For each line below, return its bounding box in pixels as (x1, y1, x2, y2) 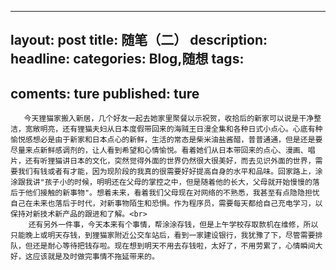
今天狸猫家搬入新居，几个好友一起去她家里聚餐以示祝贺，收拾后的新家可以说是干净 (23, 114, 315, 124)
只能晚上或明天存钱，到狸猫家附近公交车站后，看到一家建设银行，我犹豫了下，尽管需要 (10, 231, 316, 241)
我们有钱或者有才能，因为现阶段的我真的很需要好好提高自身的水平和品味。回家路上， (17, 167, 316, 177)
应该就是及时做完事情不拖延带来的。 (32, 252, 160, 262)
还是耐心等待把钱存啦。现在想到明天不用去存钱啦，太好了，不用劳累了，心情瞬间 (32, 241, 316, 251)
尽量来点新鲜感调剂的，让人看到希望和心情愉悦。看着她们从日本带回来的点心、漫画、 (10, 146, 308, 156)
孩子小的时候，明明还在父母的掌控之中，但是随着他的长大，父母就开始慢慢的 (44, 177, 313, 188)
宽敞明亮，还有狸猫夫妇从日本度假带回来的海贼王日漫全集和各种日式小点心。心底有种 (24, 124, 323, 135)
